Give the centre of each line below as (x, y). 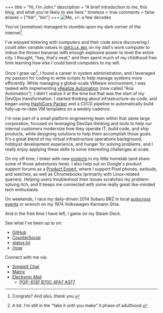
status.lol (21, 243)
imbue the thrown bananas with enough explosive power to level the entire (80, 52)
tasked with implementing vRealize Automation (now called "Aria (69, 88)
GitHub (19, 232)
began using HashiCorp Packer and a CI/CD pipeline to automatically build (79, 104)
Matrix (18, 272)
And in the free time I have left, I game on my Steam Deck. (63, 214)
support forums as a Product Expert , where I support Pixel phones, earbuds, (81, 169)
